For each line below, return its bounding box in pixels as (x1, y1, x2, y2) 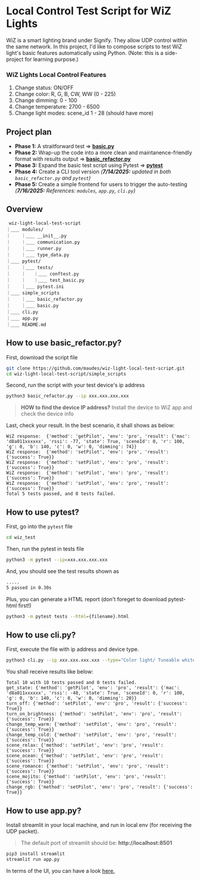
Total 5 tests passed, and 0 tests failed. (6, 491, 116, 497)
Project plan (6, 127, 52, 137)
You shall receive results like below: (6, 668, 93, 675)
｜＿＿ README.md (6, 321, 46, 328)
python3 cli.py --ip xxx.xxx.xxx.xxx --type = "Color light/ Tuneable (6, 657, 180, 663)
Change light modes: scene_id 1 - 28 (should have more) (14, 109, 154, 117)
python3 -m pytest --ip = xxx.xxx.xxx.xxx (6, 556, 108, 562)
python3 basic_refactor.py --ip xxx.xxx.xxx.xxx (6, 393, 129, 399)
